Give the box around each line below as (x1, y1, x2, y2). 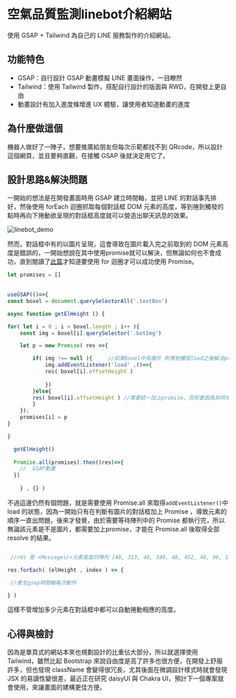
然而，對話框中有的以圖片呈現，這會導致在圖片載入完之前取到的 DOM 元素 (7, 240, 223, 248)
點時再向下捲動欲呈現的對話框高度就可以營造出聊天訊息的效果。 (7, 212, 192, 220)
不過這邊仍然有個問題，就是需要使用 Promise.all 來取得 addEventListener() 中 (7, 498, 228, 507)
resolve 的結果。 (7, 534, 55, 542)
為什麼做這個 (7, 122, 63, 134)
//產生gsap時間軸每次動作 (10, 579, 77, 586)
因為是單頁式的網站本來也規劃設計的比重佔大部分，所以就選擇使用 (7, 648, 198, 657)
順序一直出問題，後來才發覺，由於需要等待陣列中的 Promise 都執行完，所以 (7, 516, 225, 524)
